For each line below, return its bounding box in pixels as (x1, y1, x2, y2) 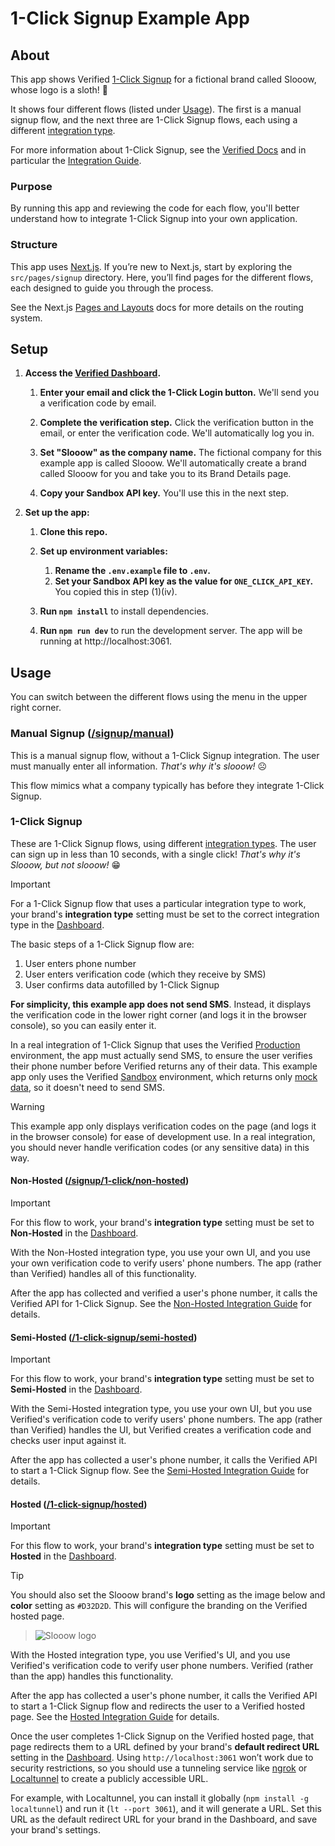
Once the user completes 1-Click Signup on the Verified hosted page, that (10, 1730, 315, 1742)
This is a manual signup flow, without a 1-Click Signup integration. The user (10, 749, 320, 761)
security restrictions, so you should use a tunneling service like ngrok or (10, 1762, 308, 1774)
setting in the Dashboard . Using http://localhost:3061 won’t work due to (10, 1752, 314, 1764)
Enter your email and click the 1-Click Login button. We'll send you (39, 387, 320, 399)
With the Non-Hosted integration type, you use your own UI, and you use (10, 1247, 311, 1259)
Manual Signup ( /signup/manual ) (10, 727, 175, 741)
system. (10, 312, 43, 324)
